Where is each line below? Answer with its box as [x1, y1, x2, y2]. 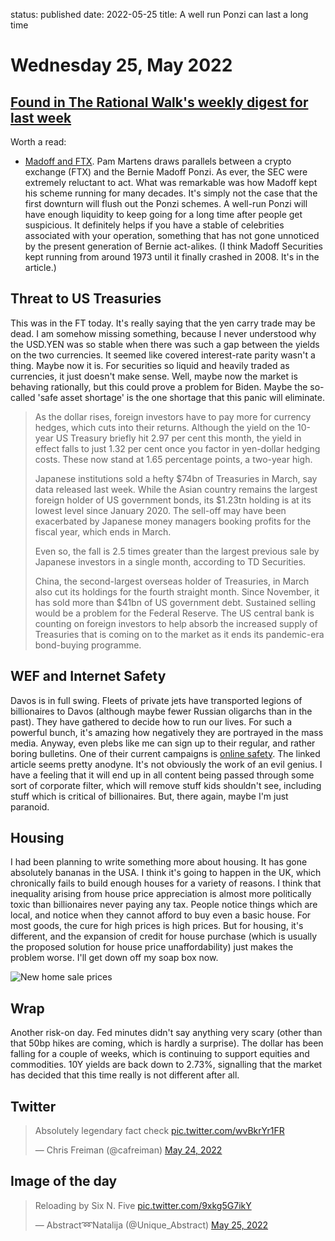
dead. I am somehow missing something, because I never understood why [10, 327, 317, 339]
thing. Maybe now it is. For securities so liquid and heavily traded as [10, 359, 290, 371]
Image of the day [10, 1173, 118, 1190]
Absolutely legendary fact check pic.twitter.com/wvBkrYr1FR [34, 1125, 285, 1137]
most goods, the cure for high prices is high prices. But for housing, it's [10, 920, 304, 932]
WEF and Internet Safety [10, 668, 167, 685]
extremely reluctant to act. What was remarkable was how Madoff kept [24, 177, 318, 188]
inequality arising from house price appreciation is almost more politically [10, 888, 312, 900]
